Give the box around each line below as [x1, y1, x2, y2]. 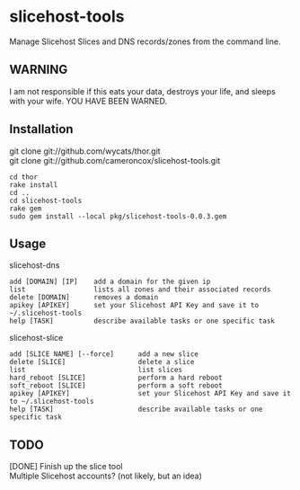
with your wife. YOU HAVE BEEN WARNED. [9, 95, 168, 106]
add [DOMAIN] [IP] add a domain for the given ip [9, 277, 211, 287]
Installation [9, 121, 74, 137]
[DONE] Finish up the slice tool [9, 461, 123, 472]
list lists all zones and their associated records [9, 285, 271, 294]
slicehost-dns [9, 260, 60, 271]
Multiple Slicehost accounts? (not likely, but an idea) [9, 470, 202, 482]
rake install [9, 180, 58, 190]
